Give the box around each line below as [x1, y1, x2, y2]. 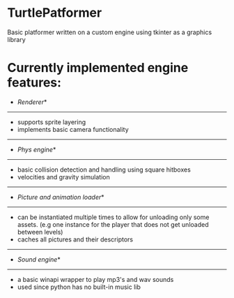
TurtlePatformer [7, 5, 102, 21]
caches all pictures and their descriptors [17, 235, 134, 244]
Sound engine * [17, 255, 61, 263]
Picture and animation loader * [17, 193, 104, 201]
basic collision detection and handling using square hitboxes [17, 165, 192, 174]
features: [7, 75, 61, 91]
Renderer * [17, 98, 47, 106]
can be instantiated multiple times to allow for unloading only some [17, 213, 210, 221]
